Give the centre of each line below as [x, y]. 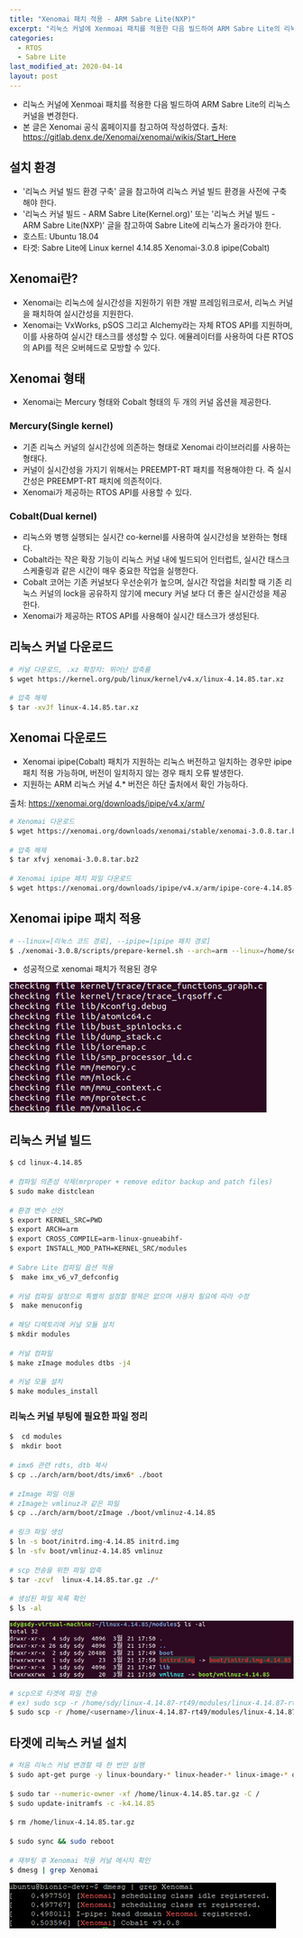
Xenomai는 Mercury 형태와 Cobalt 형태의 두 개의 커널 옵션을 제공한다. [147, 402]
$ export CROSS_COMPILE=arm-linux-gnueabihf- [96, 1239]
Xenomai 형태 [47, 378]
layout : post [34, 77]
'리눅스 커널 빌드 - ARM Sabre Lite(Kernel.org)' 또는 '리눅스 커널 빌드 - [149, 213]
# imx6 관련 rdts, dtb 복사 [58, 1465]
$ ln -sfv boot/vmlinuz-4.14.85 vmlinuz [87, 1551]
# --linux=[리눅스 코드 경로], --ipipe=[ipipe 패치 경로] [110, 941]
